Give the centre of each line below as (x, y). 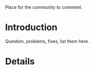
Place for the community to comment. (44, 7)
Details (20, 61)
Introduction (31, 27)
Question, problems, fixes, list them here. (47, 41)
